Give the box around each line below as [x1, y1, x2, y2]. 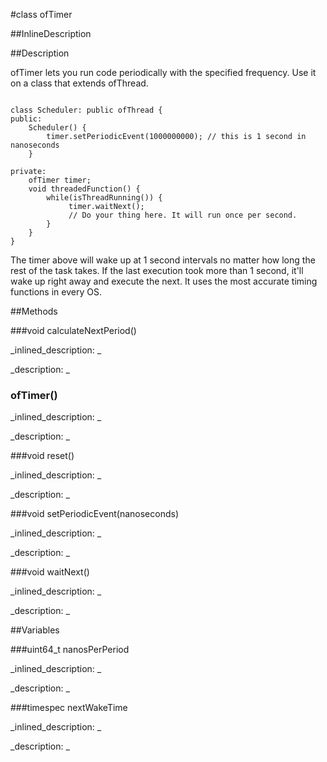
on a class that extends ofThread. [10, 77, 149, 89]
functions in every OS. [10, 286, 102, 298]
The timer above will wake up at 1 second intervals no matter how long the [10, 254, 316, 266]
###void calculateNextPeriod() [10, 325, 137, 336]
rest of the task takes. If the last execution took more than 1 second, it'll [10, 265, 304, 276]
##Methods [10, 305, 58, 317]
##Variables [10, 624, 60, 636]
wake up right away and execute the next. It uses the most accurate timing [10, 275, 318, 287]
